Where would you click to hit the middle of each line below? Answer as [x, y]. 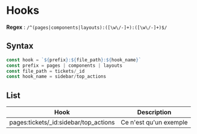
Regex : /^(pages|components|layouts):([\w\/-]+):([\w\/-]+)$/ [87, 27]
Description [154, 112]
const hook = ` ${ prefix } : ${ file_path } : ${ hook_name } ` [74, 60]
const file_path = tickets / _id [45, 71]
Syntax [20, 46]
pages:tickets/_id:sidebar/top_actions [62, 123]
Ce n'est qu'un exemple [154, 123]
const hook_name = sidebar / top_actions [56, 77]
